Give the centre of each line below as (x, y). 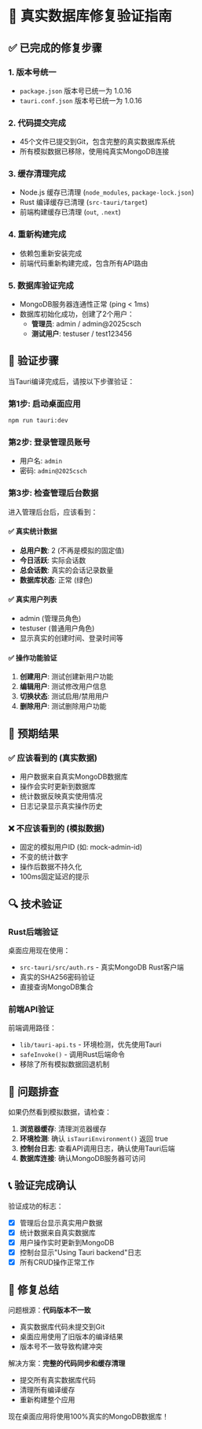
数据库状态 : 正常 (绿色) (56, 579)
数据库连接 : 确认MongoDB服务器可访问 (83, 1159)
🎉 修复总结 (33, 1289)
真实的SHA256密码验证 (57, 977)
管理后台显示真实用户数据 (61, 1222)
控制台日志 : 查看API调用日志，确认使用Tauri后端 (97, 1148)
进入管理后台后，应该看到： (53, 512)
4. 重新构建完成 (37, 235)
